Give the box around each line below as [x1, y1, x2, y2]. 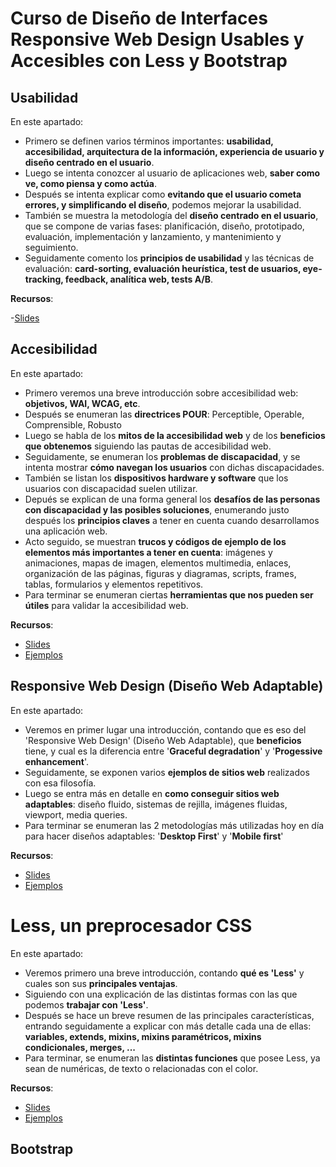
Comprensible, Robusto [24, 418, 122, 431]
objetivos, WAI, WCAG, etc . [24, 397, 141, 409]
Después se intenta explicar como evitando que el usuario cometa [24, 188, 302, 200]
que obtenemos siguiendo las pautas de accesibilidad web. [24, 440, 272, 452]
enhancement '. [24, 755, 90, 767]
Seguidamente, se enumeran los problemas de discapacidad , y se [24, 450, 301, 462]
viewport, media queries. [24, 808, 128, 821]
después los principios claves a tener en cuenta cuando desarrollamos [24, 514, 320, 526]
